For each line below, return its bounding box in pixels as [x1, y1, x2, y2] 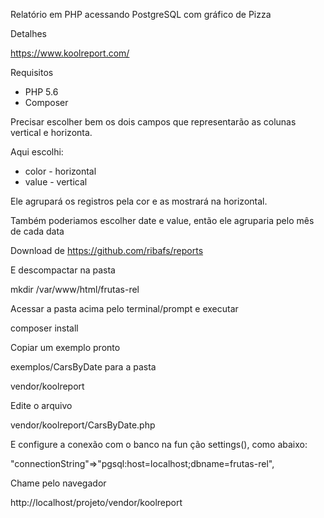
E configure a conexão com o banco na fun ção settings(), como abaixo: [10, 439, 308, 450]
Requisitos [10, 67, 54, 78]
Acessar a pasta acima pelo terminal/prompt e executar [10, 303, 239, 314]
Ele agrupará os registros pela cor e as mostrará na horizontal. [10, 195, 268, 207]
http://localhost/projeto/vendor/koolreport [10, 497, 183, 508]
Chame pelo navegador [10, 477, 107, 489]
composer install [10, 322, 79, 334]
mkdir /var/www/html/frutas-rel [10, 284, 140, 295]
